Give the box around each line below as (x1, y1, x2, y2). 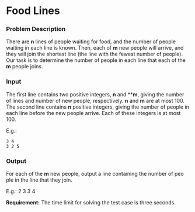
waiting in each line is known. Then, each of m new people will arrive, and (6, 44, 184, 51)
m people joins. (6, 63, 43, 70)
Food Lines (6, 4, 60, 18)
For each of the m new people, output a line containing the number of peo (6, 171, 184, 178)
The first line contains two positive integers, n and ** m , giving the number (6, 91, 184, 98)
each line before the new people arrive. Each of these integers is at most (6, 109, 181, 116)
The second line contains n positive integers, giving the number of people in (6, 103, 190, 110)
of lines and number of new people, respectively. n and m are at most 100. (6, 97, 185, 104)
